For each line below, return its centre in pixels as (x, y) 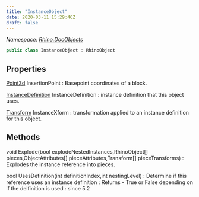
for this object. (24, 119)
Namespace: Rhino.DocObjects (45, 40)
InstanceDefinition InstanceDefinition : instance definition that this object (95, 95)
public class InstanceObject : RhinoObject (61, 50)
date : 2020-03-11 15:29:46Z (41, 17)
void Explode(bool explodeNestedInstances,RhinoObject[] (77, 151)
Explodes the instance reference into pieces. (61, 164)
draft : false (22, 23)
